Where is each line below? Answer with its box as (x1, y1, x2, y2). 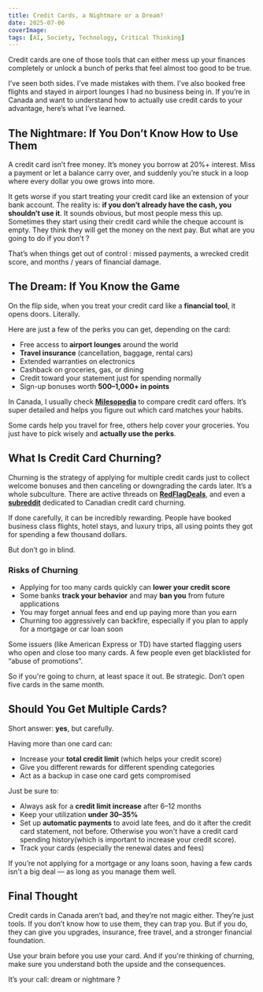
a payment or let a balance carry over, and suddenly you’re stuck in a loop (8, 168, 250, 178)
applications (19, 599, 60, 609)
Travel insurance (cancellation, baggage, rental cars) (19, 348, 194, 357)
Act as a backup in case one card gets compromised (19, 771, 191, 780)
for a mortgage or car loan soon (19, 624, 124, 634)
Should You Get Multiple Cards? (8, 702, 168, 716)
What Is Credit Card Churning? (8, 452, 162, 465)
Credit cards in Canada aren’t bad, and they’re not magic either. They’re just (8, 910, 254, 920)
